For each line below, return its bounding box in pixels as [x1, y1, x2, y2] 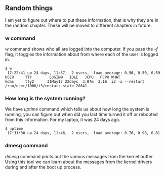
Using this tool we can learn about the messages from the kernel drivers [5, 159, 152, 165]
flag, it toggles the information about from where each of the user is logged [5, 52, 159, 58]
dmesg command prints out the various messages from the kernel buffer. [5, 153, 154, 159]
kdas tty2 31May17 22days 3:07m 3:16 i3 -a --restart [5, 79, 145, 84]
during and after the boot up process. [5, 164, 82, 170]
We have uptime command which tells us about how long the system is [5, 106, 150, 112]
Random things [5, 4, 53, 12]
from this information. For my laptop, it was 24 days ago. [5, 117, 120, 123]
